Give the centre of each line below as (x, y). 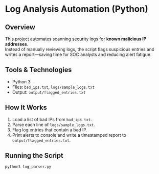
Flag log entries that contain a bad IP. (50, 130)
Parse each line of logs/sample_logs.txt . (54, 124)
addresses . (17, 44)
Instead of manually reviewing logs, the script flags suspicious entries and (80, 49)
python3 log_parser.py (28, 167)
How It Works (26, 108)
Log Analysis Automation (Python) (77, 9)
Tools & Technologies (38, 70)
